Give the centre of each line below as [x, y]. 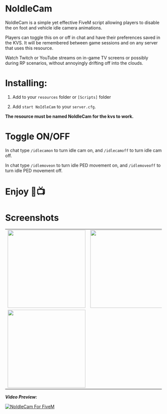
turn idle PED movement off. [34, 171]
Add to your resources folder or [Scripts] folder [62, 97]
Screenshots [32, 218]
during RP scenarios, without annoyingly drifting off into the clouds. [74, 63]
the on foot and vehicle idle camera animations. [54, 27]
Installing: [26, 83]
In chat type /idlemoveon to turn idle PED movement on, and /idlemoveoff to [83, 165]
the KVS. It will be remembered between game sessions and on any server [82, 42]
